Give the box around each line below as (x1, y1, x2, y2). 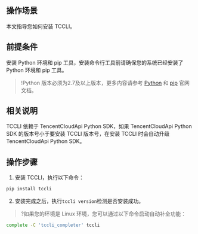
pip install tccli (6, 186, 52, 192)
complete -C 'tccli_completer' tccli (6, 222, 100, 229)
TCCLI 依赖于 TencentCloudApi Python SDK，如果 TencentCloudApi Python (6, 123, 192, 130)
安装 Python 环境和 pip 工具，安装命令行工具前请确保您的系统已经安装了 (6, 59, 184, 66)
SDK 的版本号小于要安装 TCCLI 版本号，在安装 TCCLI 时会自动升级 (6, 130, 170, 138)
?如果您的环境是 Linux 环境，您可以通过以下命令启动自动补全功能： (20, 210, 187, 217)
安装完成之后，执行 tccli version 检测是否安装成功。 (14, 197, 144, 205)
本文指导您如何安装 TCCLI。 (6, 23, 76, 30)
